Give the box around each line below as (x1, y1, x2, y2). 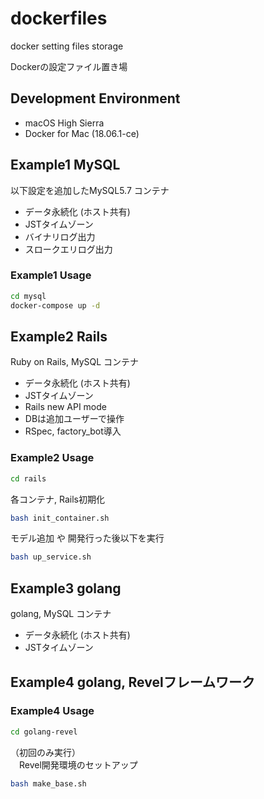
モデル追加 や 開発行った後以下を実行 (10, 532, 165, 544)
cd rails (10, 473, 47, 484)
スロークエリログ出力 (24, 243, 113, 255)
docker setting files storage (10, 40, 124, 52)
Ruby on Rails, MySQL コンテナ (10, 356, 140, 368)
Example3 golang (10, 580, 122, 597)
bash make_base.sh (10, 778, 87, 789)
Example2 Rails (10, 328, 108, 345)
